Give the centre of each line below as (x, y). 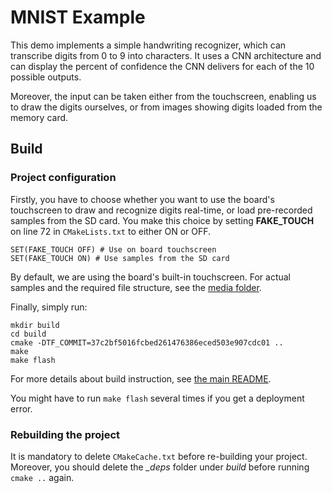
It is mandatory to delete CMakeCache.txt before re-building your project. (159, 456)
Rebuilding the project (65, 434)
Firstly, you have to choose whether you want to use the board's (142, 199)
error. (21, 408)
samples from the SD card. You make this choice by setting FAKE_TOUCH (162, 220)
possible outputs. (46, 77)
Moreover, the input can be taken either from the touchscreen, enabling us (163, 96)
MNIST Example (78, 17)
